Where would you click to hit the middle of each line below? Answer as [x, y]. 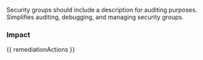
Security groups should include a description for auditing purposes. [102, 10]
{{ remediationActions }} [41, 50]
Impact [19, 35]
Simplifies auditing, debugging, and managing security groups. [95, 17]
